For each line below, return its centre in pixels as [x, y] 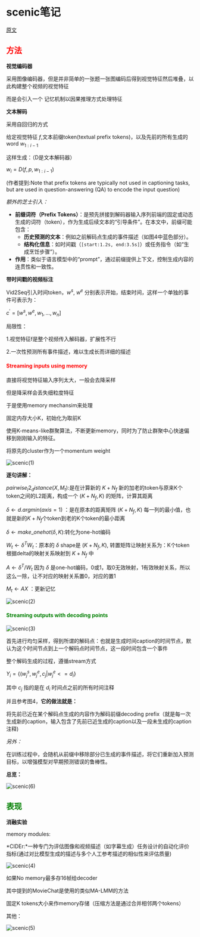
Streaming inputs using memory [47, 366]
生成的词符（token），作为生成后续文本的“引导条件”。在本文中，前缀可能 [103, 222]
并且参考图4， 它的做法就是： [42, 701]
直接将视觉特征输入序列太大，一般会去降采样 [61, 380]
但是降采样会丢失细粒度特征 [40, 392]
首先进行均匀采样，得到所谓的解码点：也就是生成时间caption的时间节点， [96, 641]
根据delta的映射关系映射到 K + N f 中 [50, 554]
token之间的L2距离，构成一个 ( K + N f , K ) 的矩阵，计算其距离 [79, 497]
